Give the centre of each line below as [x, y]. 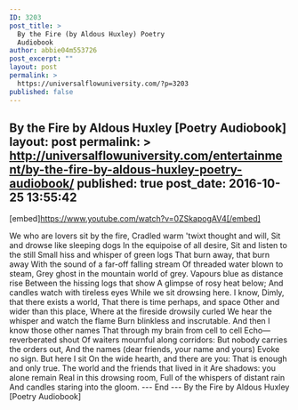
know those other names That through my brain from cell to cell [126, 331]
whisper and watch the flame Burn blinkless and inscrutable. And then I [140, 321]
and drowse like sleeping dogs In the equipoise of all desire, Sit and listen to [148, 245]
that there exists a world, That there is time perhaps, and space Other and [145, 302]
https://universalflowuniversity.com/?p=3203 [103, 84]
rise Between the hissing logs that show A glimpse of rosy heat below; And [146, 283]
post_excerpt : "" [41, 59]
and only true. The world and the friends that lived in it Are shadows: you [143, 368]
